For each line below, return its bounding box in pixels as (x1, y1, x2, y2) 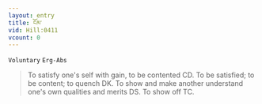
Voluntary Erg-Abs (8, 57, 67, 65)
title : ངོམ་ (8, 19, 42, 27)
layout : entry (8, 11, 55, 20)
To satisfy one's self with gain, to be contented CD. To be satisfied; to (27, 70, 255, 80)
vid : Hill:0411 (8, 26, 59, 34)
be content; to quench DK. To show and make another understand (27, 79, 244, 88)
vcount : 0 (8, 33, 41, 42)
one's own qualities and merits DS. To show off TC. (27, 87, 195, 97)
